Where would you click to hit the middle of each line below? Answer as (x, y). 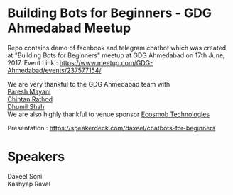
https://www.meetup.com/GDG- (106, 62)
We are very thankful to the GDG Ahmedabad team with (89, 84)
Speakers (36, 157)
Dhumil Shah (26, 106)
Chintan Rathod (30, 99)
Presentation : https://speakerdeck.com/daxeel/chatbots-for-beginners (112, 128)
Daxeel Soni (25, 176)
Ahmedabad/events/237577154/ (54, 70)
